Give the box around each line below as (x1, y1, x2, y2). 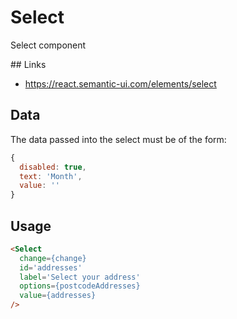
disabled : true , (19, 162, 87, 172)
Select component (10, 39, 87, 51)
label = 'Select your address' (19, 272, 141, 282)
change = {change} (19, 253, 87, 263)
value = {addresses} (19, 291, 97, 301)
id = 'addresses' (19, 262, 83, 273)
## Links (10, 58, 47, 70)
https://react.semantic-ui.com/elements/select (24, 77, 217, 90)
